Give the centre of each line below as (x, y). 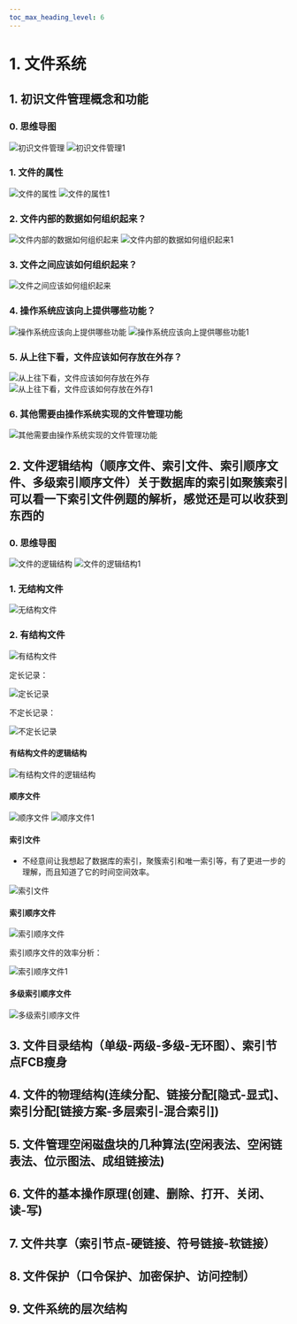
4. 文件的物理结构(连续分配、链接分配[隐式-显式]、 (147, 1095)
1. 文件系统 (48, 64)
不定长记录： (32, 712)
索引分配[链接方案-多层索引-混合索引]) (114, 1112)
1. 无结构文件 (36, 589)
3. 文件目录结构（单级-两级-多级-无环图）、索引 (137, 1045)
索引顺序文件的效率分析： (56, 953)
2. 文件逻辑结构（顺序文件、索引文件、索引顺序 (138, 466)
